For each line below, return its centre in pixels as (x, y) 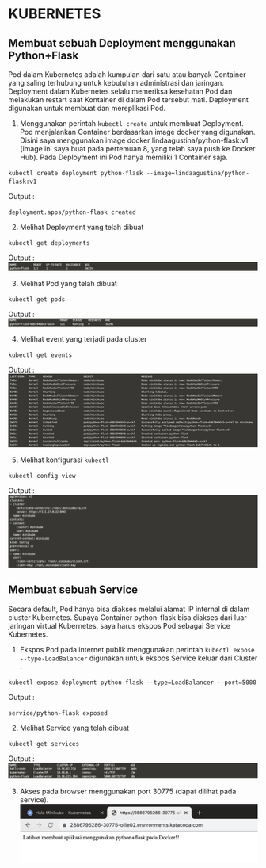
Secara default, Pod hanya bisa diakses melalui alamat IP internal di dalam (129, 609)
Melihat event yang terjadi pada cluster (84, 338)
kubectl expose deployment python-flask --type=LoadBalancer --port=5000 (133, 683)
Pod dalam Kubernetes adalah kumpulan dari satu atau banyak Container (127, 75)
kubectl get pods (37, 300)
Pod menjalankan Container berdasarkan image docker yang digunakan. (137, 132)
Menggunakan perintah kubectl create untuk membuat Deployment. (131, 123)
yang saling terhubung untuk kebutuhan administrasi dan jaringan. (116, 83)
